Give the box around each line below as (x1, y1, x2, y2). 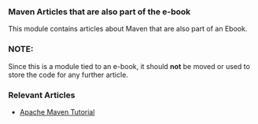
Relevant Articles (8, 89, 76, 100)
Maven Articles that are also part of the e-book (8, 6, 191, 17)
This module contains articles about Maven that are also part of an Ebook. (8, 24, 248, 34)
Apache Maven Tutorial (19, 107, 95, 116)
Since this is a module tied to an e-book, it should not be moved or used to (8, 61, 250, 71)
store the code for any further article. (8, 70, 128, 79)
